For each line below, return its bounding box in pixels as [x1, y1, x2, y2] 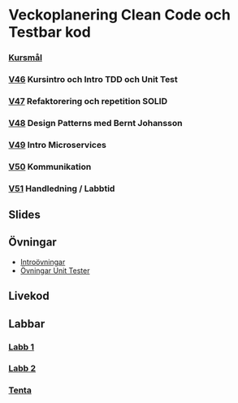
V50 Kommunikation [8, 161, 92, 172]
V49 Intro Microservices [8, 139, 107, 150]
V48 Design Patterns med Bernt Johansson [8, 117, 183, 128]
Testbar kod [8, 23, 91, 41]
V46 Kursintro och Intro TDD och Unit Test [8, 74, 179, 85]
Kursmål [8, 52, 43, 63]
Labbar [8, 317, 45, 331]
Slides [8, 208, 41, 222]
